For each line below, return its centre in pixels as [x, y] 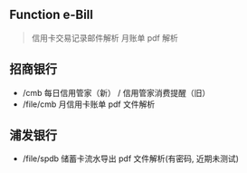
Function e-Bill [51, 15]
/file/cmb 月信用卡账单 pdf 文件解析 [89, 104]
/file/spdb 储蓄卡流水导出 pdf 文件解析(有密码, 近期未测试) [131, 159]
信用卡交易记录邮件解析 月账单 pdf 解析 [104, 38]
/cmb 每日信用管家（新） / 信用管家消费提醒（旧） [116, 92]
